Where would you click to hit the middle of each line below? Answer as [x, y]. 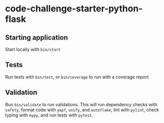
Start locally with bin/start [33, 49]
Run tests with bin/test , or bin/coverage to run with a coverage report [77, 77]
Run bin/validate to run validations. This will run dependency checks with [81, 104]
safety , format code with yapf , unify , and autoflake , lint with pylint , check [82, 110]
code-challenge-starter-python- [74, 9]
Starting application [37, 37]
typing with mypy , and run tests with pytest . [49, 115]
